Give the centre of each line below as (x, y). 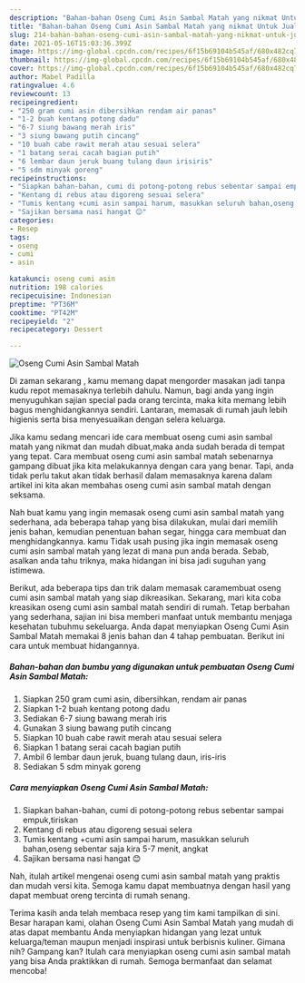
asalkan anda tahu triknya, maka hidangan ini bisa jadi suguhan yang (138, 561)
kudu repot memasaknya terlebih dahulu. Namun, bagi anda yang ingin (142, 390)
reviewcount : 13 (40, 93)
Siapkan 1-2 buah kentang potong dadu (96, 709)
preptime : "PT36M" (44, 304)
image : (22, 52)
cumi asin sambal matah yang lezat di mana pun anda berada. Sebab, (139, 551)
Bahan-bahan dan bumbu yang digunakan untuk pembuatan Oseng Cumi (152, 666)
